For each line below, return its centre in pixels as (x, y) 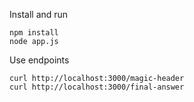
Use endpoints (39, 60)
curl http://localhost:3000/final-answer (97, 87)
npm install (34, 33)
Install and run (39, 14)
